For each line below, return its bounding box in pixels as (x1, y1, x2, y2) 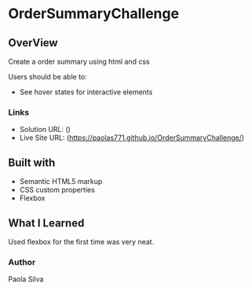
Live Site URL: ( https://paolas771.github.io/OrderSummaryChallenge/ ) (19, 133, 245, 142)
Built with (8, 156, 56, 169)
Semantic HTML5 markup (19, 177, 103, 186)
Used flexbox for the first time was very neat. (8, 237, 155, 246)
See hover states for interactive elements (19, 87, 153, 97)
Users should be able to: (8, 72, 88, 81)
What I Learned (8, 216, 85, 229)
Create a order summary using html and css (8, 57, 151, 66)
